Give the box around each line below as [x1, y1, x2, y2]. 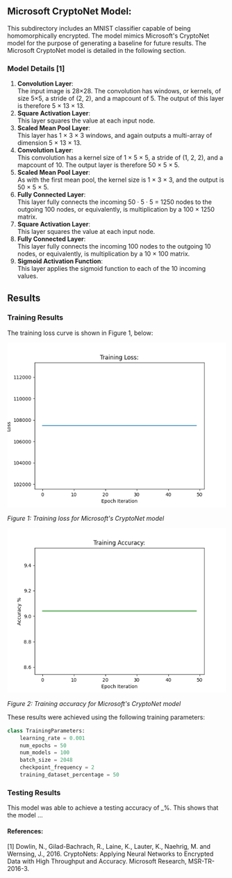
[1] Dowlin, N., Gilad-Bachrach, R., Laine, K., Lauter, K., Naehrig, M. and [7, 842, 210, 851]
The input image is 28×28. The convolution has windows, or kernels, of [17, 87, 222, 95]
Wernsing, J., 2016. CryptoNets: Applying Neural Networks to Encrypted [7, 849, 214, 859]
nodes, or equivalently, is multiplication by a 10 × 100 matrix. [17, 250, 190, 258]
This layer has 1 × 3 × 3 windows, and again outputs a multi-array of [17, 132, 213, 140]
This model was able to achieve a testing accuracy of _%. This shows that [7, 803, 219, 812]
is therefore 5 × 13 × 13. [17, 102, 85, 110]
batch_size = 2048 [19, 757, 73, 764]
